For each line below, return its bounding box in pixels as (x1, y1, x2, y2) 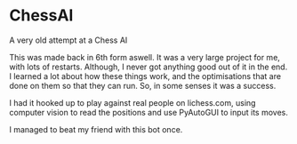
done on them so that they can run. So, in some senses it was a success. (9, 80, 277, 91)
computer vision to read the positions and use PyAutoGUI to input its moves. (9, 107, 289, 117)
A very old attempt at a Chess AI (9, 35, 128, 45)
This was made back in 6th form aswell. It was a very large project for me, (9, 52, 280, 62)
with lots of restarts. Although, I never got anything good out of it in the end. (9, 61, 288, 72)
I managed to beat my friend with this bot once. (9, 124, 183, 134)
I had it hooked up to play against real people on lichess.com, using (9, 97, 256, 108)
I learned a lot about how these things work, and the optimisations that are (9, 70, 282, 81)
